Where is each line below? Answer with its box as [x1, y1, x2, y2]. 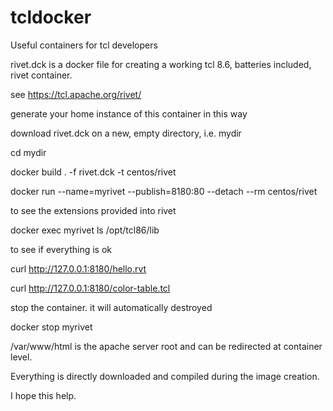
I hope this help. [10, 389, 77, 401]
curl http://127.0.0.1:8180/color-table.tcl [10, 282, 171, 294]
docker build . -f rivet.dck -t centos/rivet [10, 166, 177, 178]
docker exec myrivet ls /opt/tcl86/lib [10, 224, 160, 236]
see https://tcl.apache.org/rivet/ [10, 88, 142, 100]
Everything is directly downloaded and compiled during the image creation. [10, 370, 320, 382]
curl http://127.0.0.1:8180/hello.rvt [10, 262, 147, 275]
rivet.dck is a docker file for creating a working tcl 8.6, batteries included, [10, 58, 312, 70]
